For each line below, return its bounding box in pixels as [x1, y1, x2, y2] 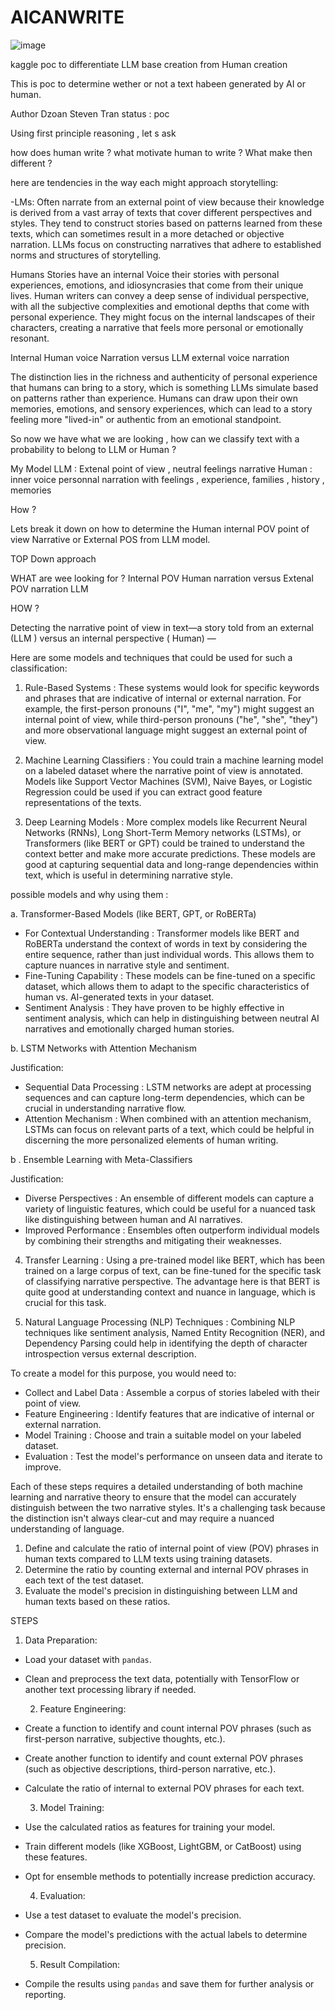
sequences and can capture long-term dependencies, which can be [24, 1091, 305, 1103]
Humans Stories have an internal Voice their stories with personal [10, 268, 280, 280]
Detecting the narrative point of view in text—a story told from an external [10, 621, 314, 633]
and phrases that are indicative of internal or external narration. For [24, 692, 302, 704]
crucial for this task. [24, 1296, 107, 1308]
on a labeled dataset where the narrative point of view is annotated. [24, 764, 304, 776]
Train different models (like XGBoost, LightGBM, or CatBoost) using [24, 1840, 302, 1852]
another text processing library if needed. [24, 1683, 197, 1695]
